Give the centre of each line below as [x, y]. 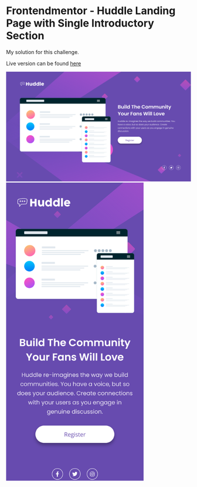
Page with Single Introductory [80, 23]
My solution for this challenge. [43, 52]
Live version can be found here [44, 63]
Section [25, 36]
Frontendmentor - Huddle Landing [91, 11]
